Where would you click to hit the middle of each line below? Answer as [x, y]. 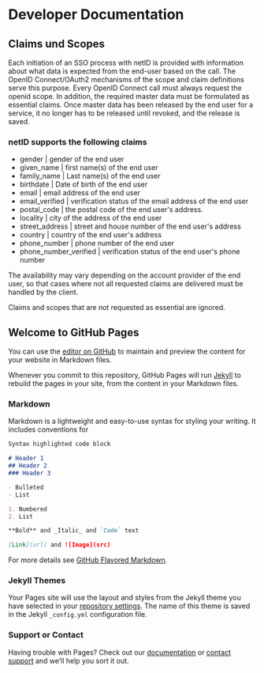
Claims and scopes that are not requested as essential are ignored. [117, 308]
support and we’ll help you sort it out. [69, 660]
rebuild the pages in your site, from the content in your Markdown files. [123, 384]
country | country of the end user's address [91, 235]
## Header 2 [28, 466]
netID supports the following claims [78, 142]
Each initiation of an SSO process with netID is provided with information [126, 62]
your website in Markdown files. [60, 360]
